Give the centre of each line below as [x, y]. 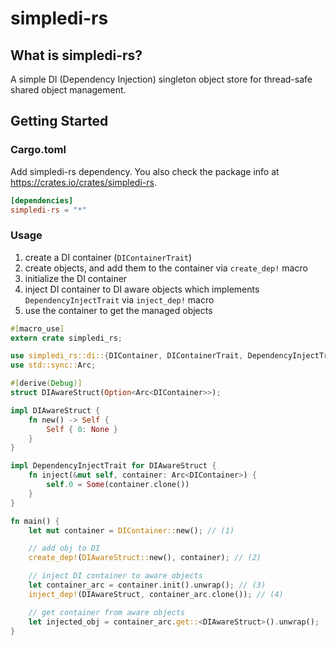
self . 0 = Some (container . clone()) [118, 485]
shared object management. [68, 90]
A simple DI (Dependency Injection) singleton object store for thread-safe [161, 79]
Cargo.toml [38, 150]
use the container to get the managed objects [118, 310]
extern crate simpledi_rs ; [66, 338]
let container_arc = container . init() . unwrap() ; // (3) [147, 585]
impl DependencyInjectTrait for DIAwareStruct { [113, 466]
